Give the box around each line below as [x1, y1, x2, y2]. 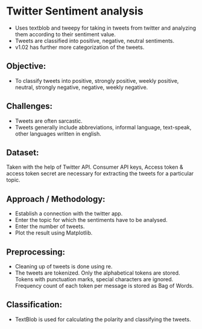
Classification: [6, 299, 62, 310]
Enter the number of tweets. [14, 223, 85, 230]
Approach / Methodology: [6, 194, 106, 204]
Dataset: [6, 147, 39, 158]
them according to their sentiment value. [14, 30, 116, 37]
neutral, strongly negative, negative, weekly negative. [14, 83, 148, 91]
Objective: [6, 61, 46, 71]
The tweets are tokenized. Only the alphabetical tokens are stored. [14, 269, 180, 276]
